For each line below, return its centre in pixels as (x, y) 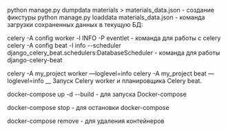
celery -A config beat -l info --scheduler (64, 45)
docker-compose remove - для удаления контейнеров (86, 121)
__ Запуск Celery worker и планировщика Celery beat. (123, 81)
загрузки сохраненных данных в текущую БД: (75, 25)
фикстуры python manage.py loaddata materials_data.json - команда (106, 17)
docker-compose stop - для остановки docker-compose (89, 107)
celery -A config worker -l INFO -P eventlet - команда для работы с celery (114, 38)
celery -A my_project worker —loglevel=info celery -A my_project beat (107, 73)
